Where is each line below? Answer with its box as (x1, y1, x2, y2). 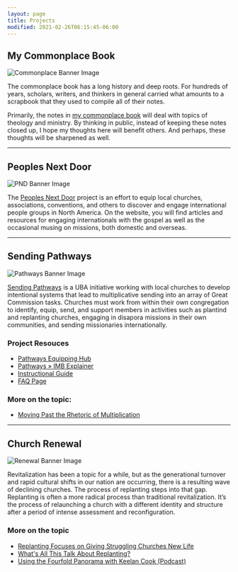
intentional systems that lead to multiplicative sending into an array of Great (7, 290, 228, 299)
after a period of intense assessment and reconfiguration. (7, 508, 176, 517)
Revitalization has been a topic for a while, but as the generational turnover (7, 470, 226, 479)
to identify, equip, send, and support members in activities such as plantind (7, 305, 227, 314)
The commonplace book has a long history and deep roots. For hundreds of (7, 82, 229, 91)
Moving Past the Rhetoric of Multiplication (17, 411, 140, 419)
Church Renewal (7, 437, 82, 450)
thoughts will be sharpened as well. (7, 134, 111, 142)
